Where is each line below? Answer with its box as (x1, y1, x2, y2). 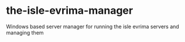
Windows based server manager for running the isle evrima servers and (6, 23, 180, 30)
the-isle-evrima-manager (6, 4, 133, 17)
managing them (6, 29, 44, 36)
